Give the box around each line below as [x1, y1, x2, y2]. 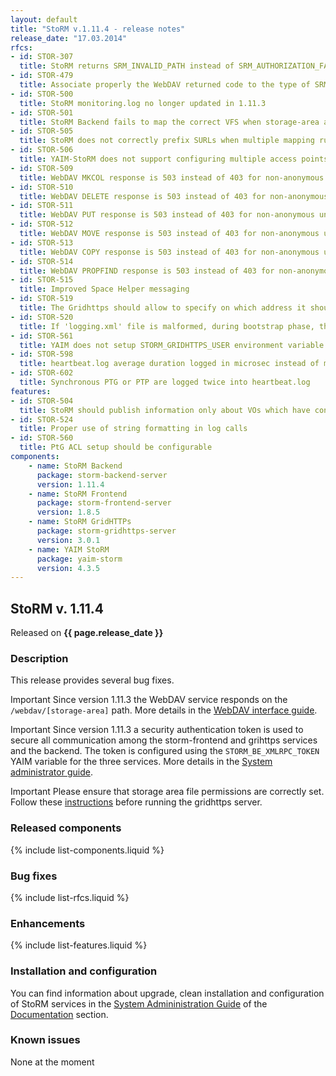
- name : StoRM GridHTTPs [28, 517, 132, 527]
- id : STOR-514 [10, 256, 74, 266]
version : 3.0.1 [36, 535, 101, 545]
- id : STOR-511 [10, 201, 74, 211]
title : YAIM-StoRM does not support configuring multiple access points [19, 154, 329, 164]
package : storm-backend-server [36, 470, 168, 480]
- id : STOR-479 [10, 71, 74, 81]
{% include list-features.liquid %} [10, 939, 148, 951]
